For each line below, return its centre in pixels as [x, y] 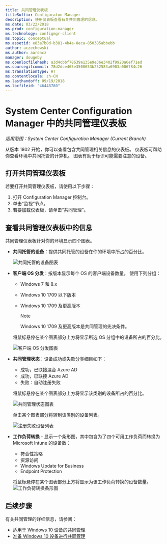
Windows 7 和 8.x [39, 284]
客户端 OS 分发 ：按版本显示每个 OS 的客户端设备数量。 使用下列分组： [87, 274]
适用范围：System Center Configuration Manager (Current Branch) [76, 139]
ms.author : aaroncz [26, 52]
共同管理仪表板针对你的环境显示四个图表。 [50, 241]
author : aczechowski [27, 48]
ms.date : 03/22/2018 [27, 24]
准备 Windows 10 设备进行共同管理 [49, 536]
